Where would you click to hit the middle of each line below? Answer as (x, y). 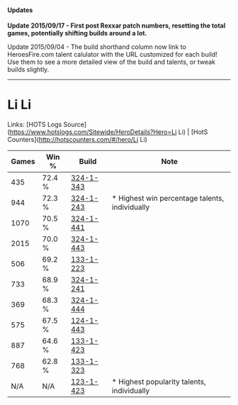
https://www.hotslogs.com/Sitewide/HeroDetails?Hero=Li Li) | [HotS (109, 132)
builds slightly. (28, 70)
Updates (20, 10)
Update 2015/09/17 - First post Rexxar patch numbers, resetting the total (117, 26)
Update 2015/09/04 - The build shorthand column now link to (97, 47)
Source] (75, 125)
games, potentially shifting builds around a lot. (77, 33)
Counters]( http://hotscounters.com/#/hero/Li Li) (77, 140)
